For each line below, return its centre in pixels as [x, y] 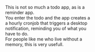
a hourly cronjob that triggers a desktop [46, 23]
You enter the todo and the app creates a [48, 18]
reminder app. [20, 12]
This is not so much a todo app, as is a [45, 7]
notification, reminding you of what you [46, 28]
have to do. [17, 34]
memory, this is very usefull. [34, 44]
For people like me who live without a [44, 39]
